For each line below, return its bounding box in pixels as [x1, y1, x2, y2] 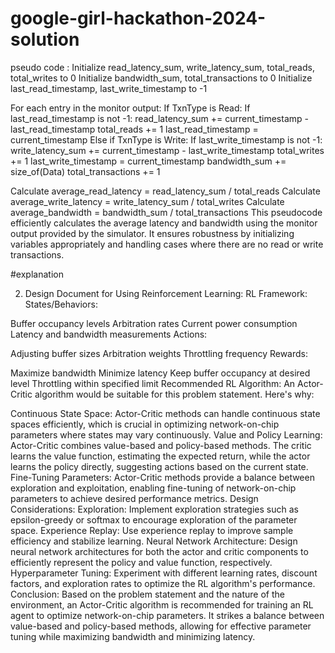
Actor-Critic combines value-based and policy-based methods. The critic [10, 439, 312, 451]
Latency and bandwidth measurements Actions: [10, 328, 208, 340]
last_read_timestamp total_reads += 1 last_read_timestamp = [10, 123, 259, 135]
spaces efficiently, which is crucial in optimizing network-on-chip [10, 418, 280, 430]
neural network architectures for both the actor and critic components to [10, 545, 309, 557]
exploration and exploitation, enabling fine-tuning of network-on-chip [10, 482, 297, 494]
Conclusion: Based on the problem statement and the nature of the [10, 588, 285, 600]
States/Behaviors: [24, 298, 98, 310]
